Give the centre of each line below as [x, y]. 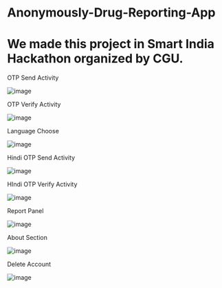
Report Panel [25, 211]
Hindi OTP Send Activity [41, 158]
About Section [27, 238]
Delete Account [29, 264]
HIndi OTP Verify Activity [42, 184]
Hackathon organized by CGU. [95, 59]
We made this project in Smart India [111, 44]
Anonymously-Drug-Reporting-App [111, 13]
